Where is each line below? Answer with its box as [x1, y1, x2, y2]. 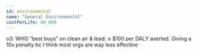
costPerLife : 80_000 [6, 19, 57, 25]
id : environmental [6, 8, 51, 15]
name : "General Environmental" [6, 14, 83, 20]
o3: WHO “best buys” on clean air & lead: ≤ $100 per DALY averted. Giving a [6, 35, 192, 42]
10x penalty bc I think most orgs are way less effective [6, 41, 139, 48]
